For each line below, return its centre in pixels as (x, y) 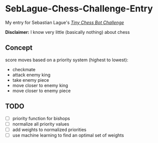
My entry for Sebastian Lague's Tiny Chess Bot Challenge (65, 22)
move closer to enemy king (40, 85)
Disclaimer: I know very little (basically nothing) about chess (68, 32)
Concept (19, 48)
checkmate (24, 69)
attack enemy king (31, 75)
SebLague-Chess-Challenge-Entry (79, 9)
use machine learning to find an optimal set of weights (68, 135)
